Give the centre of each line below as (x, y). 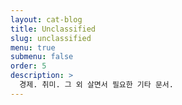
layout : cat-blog (46, 19)
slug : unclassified (51, 38)
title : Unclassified (53, 29)
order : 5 (28, 66)
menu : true (33, 47)
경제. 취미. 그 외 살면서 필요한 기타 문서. (96, 85)
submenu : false (42, 57)
